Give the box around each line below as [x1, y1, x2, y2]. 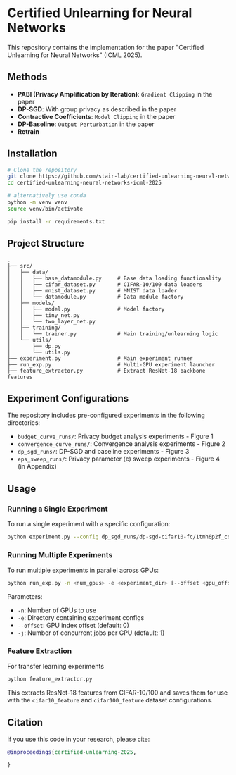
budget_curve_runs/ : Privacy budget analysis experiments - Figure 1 [17, 432, 214, 441]
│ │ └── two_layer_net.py [7, 318, 96, 325]
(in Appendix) [17, 462, 58, 471]
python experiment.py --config [7, 533, 99, 540]
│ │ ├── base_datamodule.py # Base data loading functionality [7, 275, 221, 282]
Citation [7, 717, 44, 728]
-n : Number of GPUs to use [17, 606, 97, 614]
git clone [7, 173, 37, 180]
